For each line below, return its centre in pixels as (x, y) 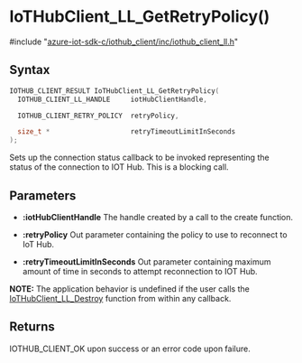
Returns (32, 327)
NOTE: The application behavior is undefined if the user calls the (129, 289)
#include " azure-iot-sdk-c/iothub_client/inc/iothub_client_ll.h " (124, 42)
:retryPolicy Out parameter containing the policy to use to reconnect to (155, 234)
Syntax (30, 70)
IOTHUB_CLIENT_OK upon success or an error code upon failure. (130, 349)
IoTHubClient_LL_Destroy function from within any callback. (120, 298)
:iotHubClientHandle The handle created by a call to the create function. (158, 217)
